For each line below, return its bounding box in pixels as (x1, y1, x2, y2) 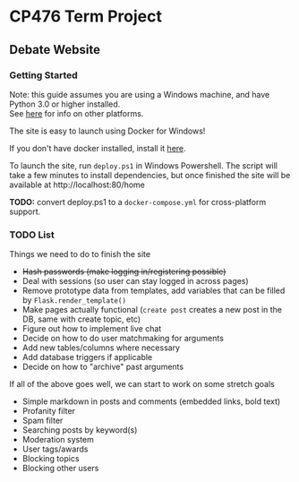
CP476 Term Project (9, 6, 163, 27)
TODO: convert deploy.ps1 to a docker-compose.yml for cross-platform (9, 196, 267, 207)
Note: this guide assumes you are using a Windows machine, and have (9, 89, 270, 99)
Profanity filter (21, 406, 76, 417)
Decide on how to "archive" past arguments (21, 361, 184, 373)
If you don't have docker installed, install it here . (9, 142, 186, 153)
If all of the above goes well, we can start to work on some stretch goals (9, 379, 276, 390)
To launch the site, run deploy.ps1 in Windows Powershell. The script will (9, 159, 278, 171)
